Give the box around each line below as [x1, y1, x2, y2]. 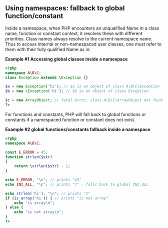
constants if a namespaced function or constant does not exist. [5, 116, 135, 122]
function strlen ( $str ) [5, 154, 52, 159]
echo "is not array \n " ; [14, 209, 64, 214]
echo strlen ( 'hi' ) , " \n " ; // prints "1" [5, 191, 91, 196]
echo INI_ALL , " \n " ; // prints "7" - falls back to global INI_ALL [5, 182, 149, 187]
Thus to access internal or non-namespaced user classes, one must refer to [5, 41, 161, 47]
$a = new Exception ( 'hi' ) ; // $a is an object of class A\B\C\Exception [5, 84, 160, 89]
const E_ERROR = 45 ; [5, 149, 48, 154]
